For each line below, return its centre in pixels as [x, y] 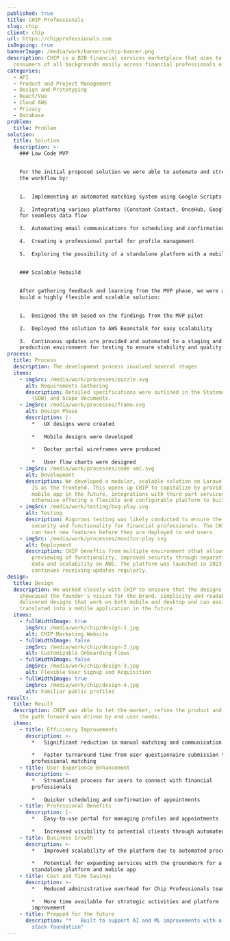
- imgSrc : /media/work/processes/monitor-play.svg [93, 538]
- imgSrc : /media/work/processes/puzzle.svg [84, 379]
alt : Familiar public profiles [70, 691]
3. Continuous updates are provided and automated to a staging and [121, 341]
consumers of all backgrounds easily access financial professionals [114, 64]
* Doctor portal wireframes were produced [96, 449]
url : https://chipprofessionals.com [59, 39]
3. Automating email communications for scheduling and [102, 229]
